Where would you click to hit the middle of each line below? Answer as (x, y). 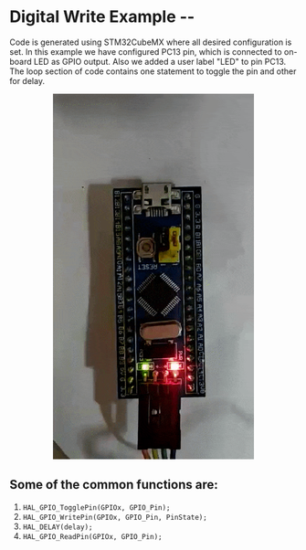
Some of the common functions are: (114, 485)
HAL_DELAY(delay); (58, 527)
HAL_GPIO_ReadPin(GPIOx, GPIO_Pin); (92, 536)
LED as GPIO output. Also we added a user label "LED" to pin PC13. (160, 61)
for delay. (27, 80)
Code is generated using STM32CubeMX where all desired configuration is (151, 42)
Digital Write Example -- (102, 17)
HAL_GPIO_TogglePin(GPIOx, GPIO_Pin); (96, 508)
